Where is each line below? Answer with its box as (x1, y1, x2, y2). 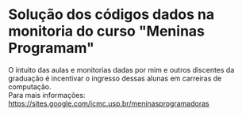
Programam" (8, 39, 95, 57)
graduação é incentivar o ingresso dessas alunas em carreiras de (8, 73, 222, 83)
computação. (8, 81, 52, 92)
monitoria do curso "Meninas (8, 22, 205, 40)
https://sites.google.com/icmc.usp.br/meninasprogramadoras (8, 99, 209, 108)
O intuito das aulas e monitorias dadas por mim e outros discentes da (8, 65, 235, 74)
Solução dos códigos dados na (8, 6, 215, 24)
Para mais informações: (8, 90, 86, 99)
